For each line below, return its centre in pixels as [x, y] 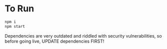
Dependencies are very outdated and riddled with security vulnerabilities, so [83, 36]
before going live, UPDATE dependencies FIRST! [54, 41]
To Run [19, 9]
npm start [15, 26]
